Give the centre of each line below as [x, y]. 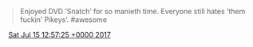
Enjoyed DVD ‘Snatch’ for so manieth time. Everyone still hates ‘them [132, 11]
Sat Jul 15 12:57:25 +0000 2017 [59, 35]
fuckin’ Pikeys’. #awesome [63, 20]
